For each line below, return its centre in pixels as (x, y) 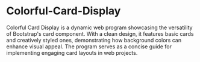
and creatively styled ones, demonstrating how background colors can (94, 40)
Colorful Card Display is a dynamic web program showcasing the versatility (99, 27)
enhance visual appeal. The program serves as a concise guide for (89, 46)
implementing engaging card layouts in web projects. (72, 52)
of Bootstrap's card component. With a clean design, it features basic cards (100, 33)
